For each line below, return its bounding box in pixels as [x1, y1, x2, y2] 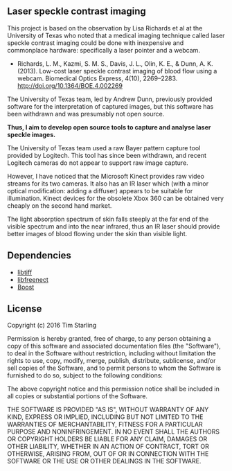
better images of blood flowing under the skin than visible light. [7, 229, 188, 238]
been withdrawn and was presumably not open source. [7, 109, 165, 118]
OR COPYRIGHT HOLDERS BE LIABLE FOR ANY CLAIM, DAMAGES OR [7, 435, 208, 443]
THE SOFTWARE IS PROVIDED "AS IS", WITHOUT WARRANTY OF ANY [7, 405, 209, 414]
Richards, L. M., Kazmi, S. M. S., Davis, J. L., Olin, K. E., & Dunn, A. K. [17, 59, 213, 68]
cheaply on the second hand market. [7, 201, 112, 210]
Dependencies [7, 249, 71, 262]
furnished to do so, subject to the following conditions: [7, 371, 163, 380]
